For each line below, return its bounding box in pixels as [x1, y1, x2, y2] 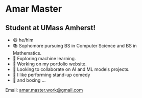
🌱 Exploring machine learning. [12, 56, 76, 61]
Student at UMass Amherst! [5, 23, 96, 32]
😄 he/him [12, 37, 34, 43]
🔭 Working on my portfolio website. [12, 61, 87, 67]
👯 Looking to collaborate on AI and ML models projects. [12, 66, 130, 72]
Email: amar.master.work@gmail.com [5, 87, 83, 93]
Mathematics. [12, 50, 42, 56]
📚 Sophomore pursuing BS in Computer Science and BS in [12, 43, 137, 48]
